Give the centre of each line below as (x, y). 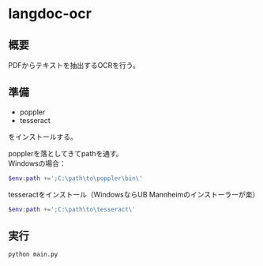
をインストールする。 (43, 137)
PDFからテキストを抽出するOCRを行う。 (74, 65)
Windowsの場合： (38, 163)
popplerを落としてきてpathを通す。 (66, 153)
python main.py (33, 255)
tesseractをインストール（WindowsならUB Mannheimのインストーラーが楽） (134, 194)
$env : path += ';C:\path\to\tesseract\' (72, 209)
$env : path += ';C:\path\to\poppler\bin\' (76, 178)
